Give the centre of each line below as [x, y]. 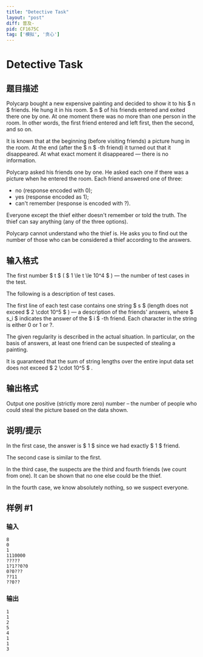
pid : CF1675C [23, 29]
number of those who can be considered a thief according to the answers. [99, 240]
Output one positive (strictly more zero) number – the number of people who [101, 403]
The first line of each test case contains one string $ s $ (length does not [97, 305]
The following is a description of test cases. [61, 294]
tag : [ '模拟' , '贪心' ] [33, 35]
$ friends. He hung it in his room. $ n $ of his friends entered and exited [96, 110]
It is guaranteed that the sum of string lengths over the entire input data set [100, 361]
